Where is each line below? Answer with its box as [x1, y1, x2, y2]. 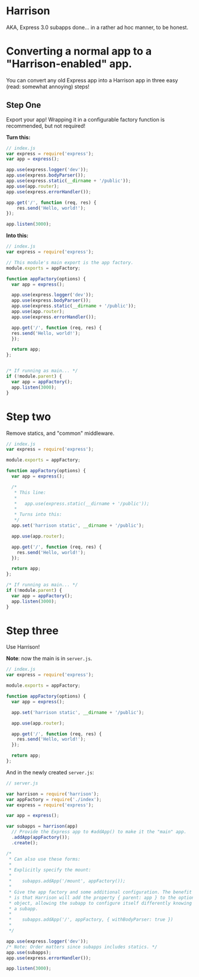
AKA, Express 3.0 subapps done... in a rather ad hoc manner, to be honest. [6, 24, 188, 31]
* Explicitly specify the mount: [8, 867, 92, 873]
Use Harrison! [6, 643, 40, 651]
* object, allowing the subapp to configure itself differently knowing [8, 900, 192, 906]
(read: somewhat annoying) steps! [6, 83, 90, 90]
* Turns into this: [14, 511, 62, 518]
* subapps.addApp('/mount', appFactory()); [8, 878, 126, 884]
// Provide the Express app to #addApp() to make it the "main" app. [11, 829, 187, 835]
